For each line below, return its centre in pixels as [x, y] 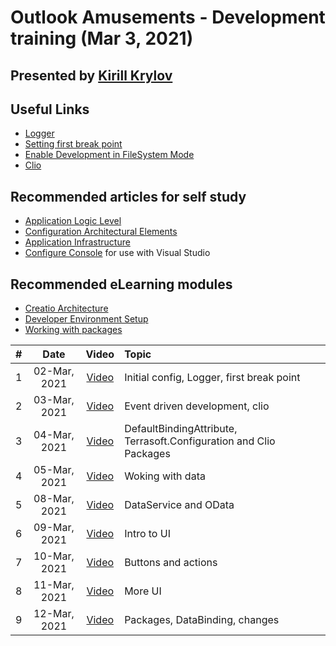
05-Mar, [54, 470]
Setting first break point [73, 144]
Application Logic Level [73, 221]
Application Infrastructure [77, 242]
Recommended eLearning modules [121, 284]
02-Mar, [54, 371]
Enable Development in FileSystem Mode [109, 155]
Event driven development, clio [197, 406]
